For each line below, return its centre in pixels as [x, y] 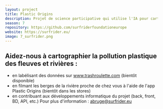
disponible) [23, 80]
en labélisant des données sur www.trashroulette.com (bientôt [74, 75]
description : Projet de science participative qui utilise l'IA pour [77, 18]
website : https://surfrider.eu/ [38, 32]
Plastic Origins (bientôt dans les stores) [51, 91]
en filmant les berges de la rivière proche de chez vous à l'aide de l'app [83, 86]
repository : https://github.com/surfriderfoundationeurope [66, 28]
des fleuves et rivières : [41, 64]
